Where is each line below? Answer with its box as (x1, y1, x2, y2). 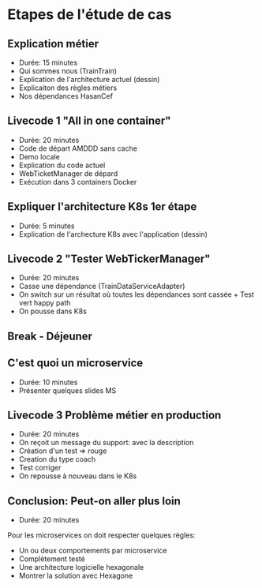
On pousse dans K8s (18, 306, 88, 316)
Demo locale (18, 152, 60, 161)
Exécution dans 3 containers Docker (18, 177, 137, 186)
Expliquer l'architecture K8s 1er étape (7, 200, 197, 214)
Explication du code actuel (18, 160, 106, 170)
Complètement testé (18, 554, 86, 564)
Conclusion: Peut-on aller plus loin (7, 494, 181, 507)
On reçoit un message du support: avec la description (18, 438, 194, 448)
